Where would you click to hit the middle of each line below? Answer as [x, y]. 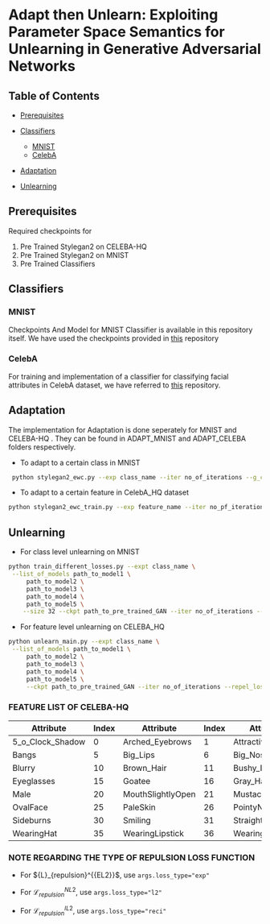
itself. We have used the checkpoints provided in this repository [114, 338]
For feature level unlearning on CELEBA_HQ [92, 627]
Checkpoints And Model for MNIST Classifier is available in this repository [131, 329]
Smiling [137, 820]
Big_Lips [139, 755]
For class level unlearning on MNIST [80, 552]
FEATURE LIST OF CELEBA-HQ [69, 707]
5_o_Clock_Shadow [49, 741]
